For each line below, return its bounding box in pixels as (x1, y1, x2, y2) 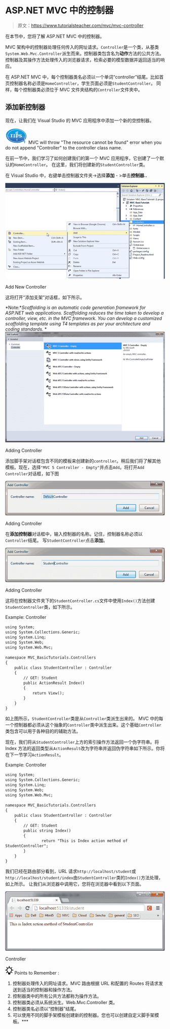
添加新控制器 (5, 103, 46, 112)
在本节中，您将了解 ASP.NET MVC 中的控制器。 (5, 33, 105, 39)
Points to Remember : (14, 970, 60, 976)
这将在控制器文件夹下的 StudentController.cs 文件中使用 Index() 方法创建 (5, 598, 155, 604)
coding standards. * (5, 326, 47, 332)
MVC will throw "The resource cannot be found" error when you (28, 139, 162, 145)
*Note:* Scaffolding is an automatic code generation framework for (5, 304, 146, 310)
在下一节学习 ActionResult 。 (5, 752, 64, 758)
